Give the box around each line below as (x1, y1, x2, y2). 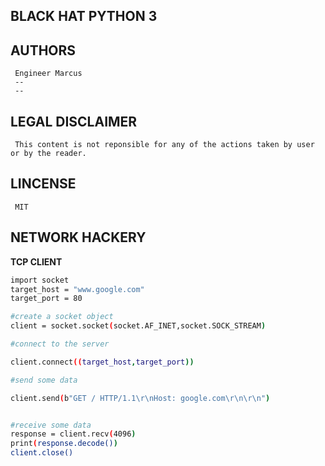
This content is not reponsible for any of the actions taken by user (14, 140, 315, 150)
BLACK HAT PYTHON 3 (10, 8, 158, 25)
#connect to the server (10, 339, 110, 349)
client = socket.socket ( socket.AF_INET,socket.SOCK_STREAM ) (10, 321, 267, 331)
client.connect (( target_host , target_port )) (10, 357, 195, 367)
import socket (10, 275, 70, 285)
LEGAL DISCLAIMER (10, 113, 138, 130)
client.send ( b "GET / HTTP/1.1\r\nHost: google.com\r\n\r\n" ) (10, 393, 271, 403)
